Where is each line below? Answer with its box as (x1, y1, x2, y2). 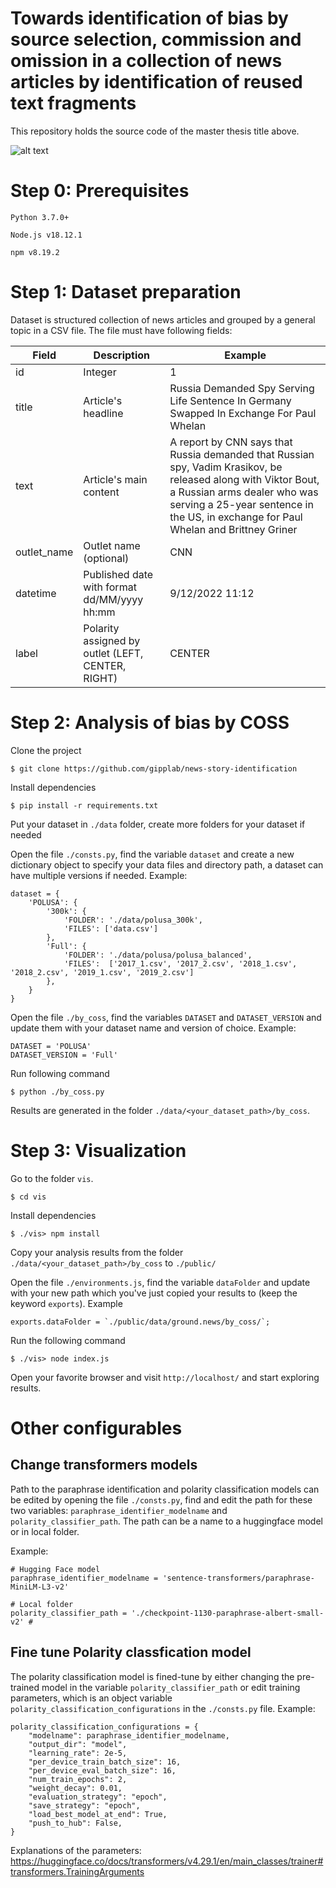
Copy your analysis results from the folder (10, 1246, 184, 1258)
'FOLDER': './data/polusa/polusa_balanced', (63, 950, 253, 960)
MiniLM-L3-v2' (10, 1582, 70, 1592)
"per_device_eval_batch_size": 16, (28, 1765, 177, 1776)
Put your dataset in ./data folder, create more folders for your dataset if (10, 818, 306, 830)
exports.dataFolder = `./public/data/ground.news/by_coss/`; (10, 1317, 271, 1327)
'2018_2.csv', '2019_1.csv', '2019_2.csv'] (10, 967, 195, 977)
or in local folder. (10, 1525, 80, 1537)
